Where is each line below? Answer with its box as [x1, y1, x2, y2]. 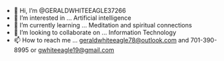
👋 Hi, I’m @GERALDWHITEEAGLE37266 [13, 7, 126, 14]
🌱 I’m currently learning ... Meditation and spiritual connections [13, 21, 192, 29]
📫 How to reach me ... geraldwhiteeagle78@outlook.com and [13, 36, 190, 44]
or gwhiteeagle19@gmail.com [30, 46, 114, 54]
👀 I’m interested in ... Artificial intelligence [13, 14, 132, 22]
